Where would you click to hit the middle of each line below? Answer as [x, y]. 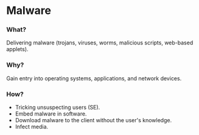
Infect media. [32, 127]
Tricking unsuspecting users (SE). [58, 108]
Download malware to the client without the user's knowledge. [93, 120]
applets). [17, 49]
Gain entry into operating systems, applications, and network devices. [94, 78]
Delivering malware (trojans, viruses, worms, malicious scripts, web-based [100, 43]
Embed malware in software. [51, 114]
